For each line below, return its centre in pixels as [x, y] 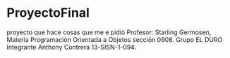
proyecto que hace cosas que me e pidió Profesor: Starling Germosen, [109, 32]
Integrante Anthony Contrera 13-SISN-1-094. [72, 47]
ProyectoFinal [48, 13]
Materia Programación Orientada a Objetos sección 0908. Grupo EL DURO [115, 39]
